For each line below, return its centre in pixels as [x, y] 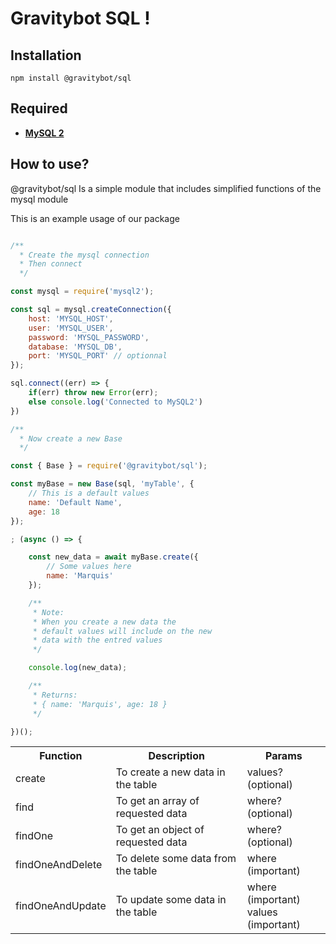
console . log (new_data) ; [78, 668]
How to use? [50, 164]
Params [284, 756]
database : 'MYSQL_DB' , [75, 347]
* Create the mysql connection [84, 255]
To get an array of [157, 801]
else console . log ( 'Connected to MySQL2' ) [115, 402]
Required [39, 108]
